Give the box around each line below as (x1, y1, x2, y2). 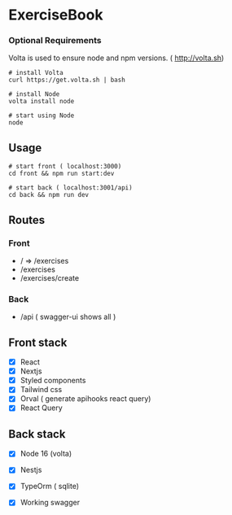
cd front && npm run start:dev (8, 169, 115, 178)
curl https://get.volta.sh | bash (8, 76, 126, 85)
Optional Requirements (8, 35, 102, 46)
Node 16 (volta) (20, 449, 72, 459)
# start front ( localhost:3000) (8, 163, 122, 171)
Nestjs (20, 465, 42, 475)
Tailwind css (20, 385, 63, 395)
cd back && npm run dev (8, 191, 90, 199)
